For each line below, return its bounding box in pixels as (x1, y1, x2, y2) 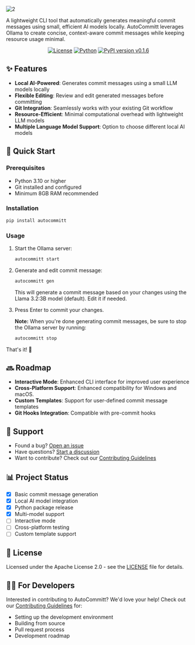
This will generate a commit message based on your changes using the (14, 288, 187, 296)
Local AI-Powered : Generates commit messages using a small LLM (14, 79, 177, 86)
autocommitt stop (14, 335, 57, 341)
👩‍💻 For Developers (6, 580, 75, 590)
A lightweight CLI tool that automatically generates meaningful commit (6, 17, 176, 23)
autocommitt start (14, 256, 60, 262)
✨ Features (6, 64, 47, 74)
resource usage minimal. (6, 36, 66, 42)
